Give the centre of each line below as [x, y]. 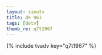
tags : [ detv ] [23, 23]
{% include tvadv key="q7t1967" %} [51, 46]
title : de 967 [24, 18]
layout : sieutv [25, 12]
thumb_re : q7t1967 [29, 29]
